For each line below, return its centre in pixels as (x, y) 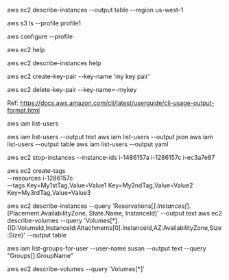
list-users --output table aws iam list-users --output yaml (88, 144)
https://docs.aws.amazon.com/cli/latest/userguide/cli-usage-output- (117, 103)
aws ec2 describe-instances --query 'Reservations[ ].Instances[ (97, 206)
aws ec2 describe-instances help (54, 63)
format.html (23, 110)
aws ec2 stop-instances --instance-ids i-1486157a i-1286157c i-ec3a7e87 (111, 157)
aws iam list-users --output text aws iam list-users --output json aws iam (110, 137)
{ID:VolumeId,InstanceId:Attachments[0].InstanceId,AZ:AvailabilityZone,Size (114, 228)
